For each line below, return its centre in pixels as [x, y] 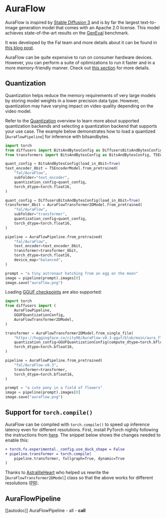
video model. [19, 111]
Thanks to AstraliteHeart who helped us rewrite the [57, 472]
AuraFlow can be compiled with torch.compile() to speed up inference [77, 424]
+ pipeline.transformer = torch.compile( [48, 454]
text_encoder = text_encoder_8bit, [48, 246]
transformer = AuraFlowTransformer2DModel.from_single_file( [69, 333]
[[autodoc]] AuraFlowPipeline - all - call [45, 511]
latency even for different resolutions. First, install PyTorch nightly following [82, 429]
